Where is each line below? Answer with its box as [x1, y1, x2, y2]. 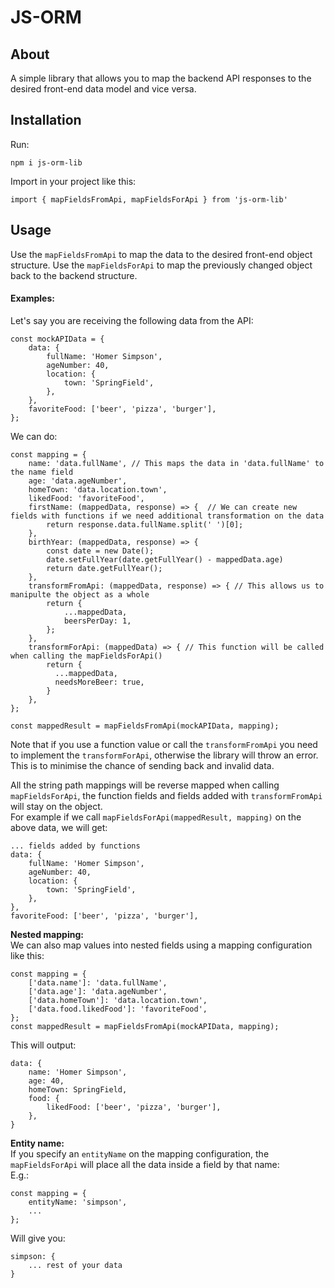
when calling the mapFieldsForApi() [10, 651, 163, 661]
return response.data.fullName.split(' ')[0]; [46, 519, 244, 530]
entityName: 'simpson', [28, 1197, 128, 1207]
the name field [10, 467, 74, 477]
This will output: [10, 1039, 77, 1051]
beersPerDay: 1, [63, 616, 132, 626]
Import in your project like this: [10, 175, 137, 187]
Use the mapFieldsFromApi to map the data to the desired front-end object [10, 248, 313, 260]
